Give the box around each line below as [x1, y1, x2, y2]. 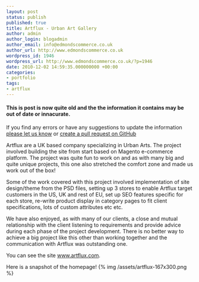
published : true [6, 20, 46, 26]
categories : [6, 69, 36, 75]
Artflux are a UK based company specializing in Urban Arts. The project [6, 142, 181, 149]
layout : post [6, 8, 39, 15]
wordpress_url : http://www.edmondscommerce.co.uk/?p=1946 [6, 58, 153, 64]
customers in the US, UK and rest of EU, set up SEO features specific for [6, 191, 184, 198]
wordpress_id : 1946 [6, 53, 55, 59]
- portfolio [6, 75, 36, 81]
